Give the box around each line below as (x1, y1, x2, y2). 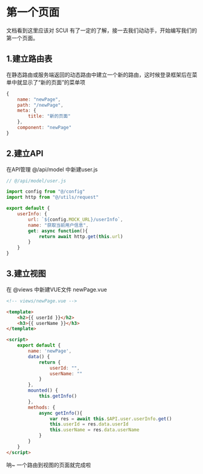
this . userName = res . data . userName (49, 427, 139, 433)
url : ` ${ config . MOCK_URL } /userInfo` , (28, 216, 123, 222)
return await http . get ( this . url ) (38, 233, 123, 239)
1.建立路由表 (6, 54, 53, 64)
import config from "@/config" (6, 189, 85, 195)
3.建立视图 (6, 269, 47, 279)
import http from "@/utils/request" (6, 195, 99, 201)
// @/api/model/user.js (6, 178, 67, 184)
